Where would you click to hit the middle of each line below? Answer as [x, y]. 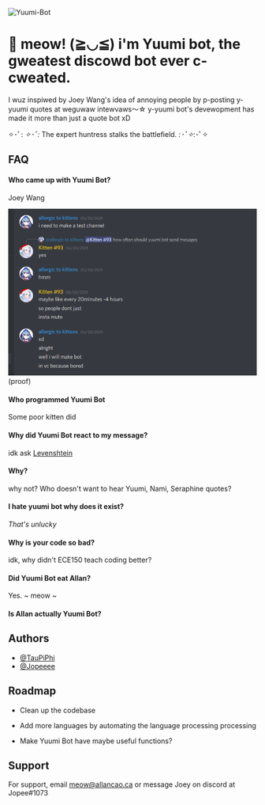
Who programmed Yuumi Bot [57, 399]
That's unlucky [32, 524]
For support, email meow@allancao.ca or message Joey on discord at [122, 784]
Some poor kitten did [42, 417]
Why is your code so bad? [51, 542]
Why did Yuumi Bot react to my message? [78, 435]
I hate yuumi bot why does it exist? [66, 507]
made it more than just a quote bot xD [69, 118]
